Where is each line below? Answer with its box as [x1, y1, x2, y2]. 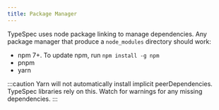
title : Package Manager [7, 10, 78, 18]
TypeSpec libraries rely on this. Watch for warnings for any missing [7, 87, 203, 95]
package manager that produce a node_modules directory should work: [7, 37, 212, 46]
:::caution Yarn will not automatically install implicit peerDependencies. [7, 79, 213, 88]
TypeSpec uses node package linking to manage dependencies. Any [7, 30, 207, 38]
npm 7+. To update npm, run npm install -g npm [17, 51, 160, 59]
